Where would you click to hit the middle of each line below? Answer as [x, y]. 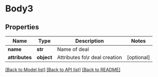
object [45, 57]
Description [90, 41]
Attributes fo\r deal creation [90, 57]
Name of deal [73, 49]
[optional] [138, 57]
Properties [22, 27]
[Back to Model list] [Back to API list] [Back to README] [63, 70]
